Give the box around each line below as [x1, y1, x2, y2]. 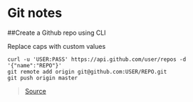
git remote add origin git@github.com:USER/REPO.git [7, 68, 167, 75]
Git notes [7, 5, 63, 21]
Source [24, 86, 46, 95]
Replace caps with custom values [7, 42, 106, 50]
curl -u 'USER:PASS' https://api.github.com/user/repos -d [7, 55, 187, 63]
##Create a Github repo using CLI [7, 28, 106, 37]
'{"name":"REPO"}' [7, 62, 62, 69]
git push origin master [7, 74, 78, 81]
